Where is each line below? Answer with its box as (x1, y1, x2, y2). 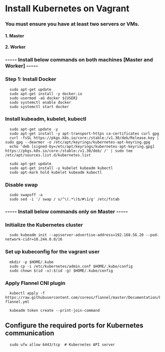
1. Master (5, 33, 25, 38)
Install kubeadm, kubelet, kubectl (5, 115, 87, 122)
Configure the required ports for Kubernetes (5, 321, 144, 330)
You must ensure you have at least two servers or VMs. (5, 21, 140, 28)
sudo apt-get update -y (9, 127, 58, 132)
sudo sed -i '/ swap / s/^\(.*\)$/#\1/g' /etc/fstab (9, 197, 120, 202)
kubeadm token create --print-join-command (9, 308, 100, 313)
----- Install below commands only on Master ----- (5, 208, 128, 215)
